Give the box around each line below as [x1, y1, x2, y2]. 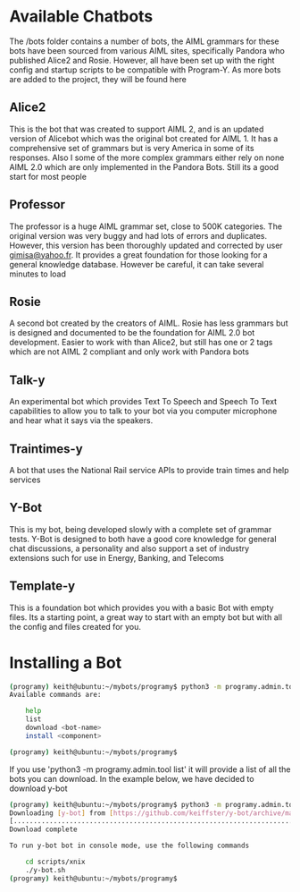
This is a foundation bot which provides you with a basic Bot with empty [9, 602, 274, 613]
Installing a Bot [9, 652, 122, 673]
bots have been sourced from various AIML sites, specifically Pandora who [9, 45, 286, 55]
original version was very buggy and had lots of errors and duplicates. [9, 230, 268, 241]
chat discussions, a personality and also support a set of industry [9, 543, 250, 554]
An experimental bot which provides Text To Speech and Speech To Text [9, 396, 278, 407]
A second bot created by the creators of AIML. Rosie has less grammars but [9, 318, 288, 328]
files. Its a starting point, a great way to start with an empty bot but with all [9, 611, 283, 623]
